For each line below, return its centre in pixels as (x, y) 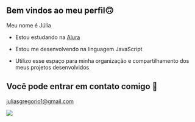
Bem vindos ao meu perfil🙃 (60, 11)
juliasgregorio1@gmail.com (40, 101)
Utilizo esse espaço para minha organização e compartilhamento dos (102, 60)
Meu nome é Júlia (29, 25)
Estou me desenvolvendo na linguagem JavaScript (79, 49)
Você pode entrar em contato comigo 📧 (82, 86)
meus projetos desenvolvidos (52, 67)
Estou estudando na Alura (48, 37)
